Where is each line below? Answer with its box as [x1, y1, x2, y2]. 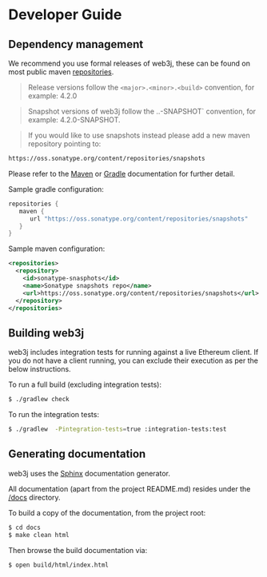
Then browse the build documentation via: [8, 545, 148, 555]
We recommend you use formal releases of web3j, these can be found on [8, 58, 250, 68]
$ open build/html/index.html [8, 561, 110, 569]
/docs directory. [8, 492, 62, 502]
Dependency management [8, 38, 144, 51]
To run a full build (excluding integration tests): [8, 380, 162, 389]
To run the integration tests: [8, 410, 100, 420]
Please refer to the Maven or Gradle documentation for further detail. [8, 169, 236, 178]
